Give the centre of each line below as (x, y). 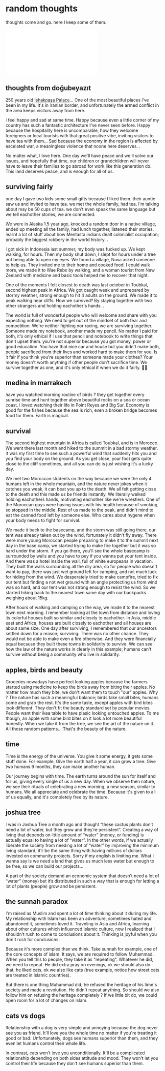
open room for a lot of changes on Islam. (47, 1000)
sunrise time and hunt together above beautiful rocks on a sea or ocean (78, 400)
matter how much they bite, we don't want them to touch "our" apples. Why (82, 692)
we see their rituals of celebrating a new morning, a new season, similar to (81, 786)
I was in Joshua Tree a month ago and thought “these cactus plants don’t (79, 824)
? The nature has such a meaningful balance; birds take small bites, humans (82, 697)
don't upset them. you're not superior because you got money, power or (78, 341)
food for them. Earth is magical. (37, 416)
